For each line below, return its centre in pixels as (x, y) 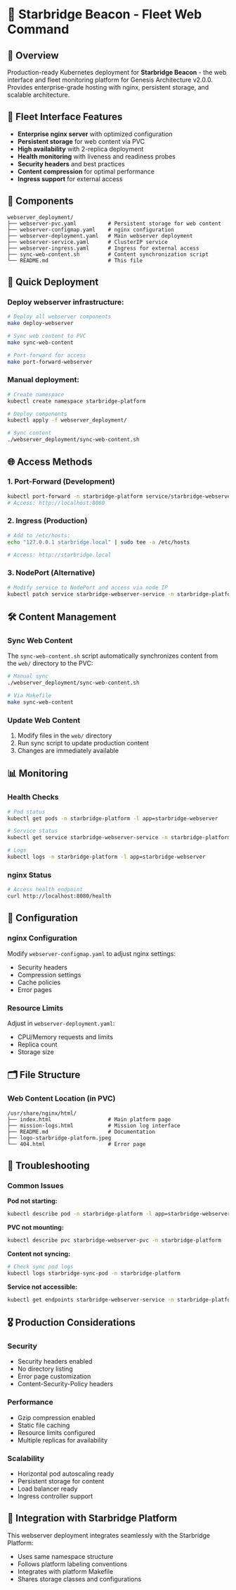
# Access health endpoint (45, 890)
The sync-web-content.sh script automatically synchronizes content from (113, 656)
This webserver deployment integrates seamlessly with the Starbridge (109, 1535)
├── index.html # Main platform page (89, 1119)
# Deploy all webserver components (59, 317)
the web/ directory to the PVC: (50, 663)
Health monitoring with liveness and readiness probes (96, 156)
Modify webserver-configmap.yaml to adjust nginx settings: (92, 953)
